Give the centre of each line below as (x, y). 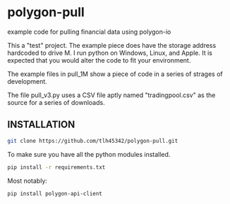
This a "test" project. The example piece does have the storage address (112, 45)
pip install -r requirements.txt (56, 167)
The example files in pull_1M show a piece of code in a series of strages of (115, 74)
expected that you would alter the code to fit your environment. (99, 60)
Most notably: (28, 181)
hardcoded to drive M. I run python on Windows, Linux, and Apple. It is (110, 53)
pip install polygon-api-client (55, 193)
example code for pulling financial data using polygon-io (89, 32)
